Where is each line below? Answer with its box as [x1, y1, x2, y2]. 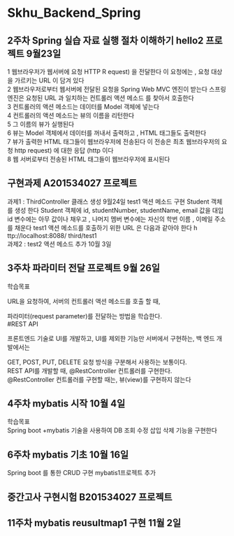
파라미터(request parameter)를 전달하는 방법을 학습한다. [7, 311, 163, 320]
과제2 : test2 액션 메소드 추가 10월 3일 [7, 239, 112, 248]
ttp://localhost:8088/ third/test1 [7, 231, 97, 239]
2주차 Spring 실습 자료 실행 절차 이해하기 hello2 [7, 34, 204, 46]
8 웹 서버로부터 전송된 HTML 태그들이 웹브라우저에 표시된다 [7, 155, 170, 163]
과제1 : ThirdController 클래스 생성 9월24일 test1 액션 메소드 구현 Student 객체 [7, 197, 223, 206]
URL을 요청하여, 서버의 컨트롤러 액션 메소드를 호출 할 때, [7, 297, 161, 305]
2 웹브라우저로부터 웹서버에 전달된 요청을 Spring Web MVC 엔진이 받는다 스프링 [7, 85, 226, 93]
